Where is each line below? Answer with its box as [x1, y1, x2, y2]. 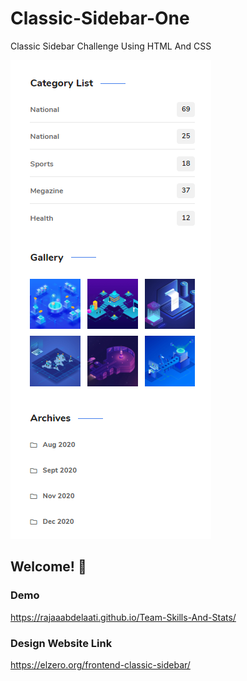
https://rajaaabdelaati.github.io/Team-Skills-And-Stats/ [10, 611, 237, 623]
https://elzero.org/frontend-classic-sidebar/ [10, 658, 191, 671]
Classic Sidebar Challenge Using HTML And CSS [10, 40, 212, 52]
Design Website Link [10, 636, 113, 650]
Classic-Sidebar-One [10, 7, 190, 30]
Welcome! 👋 [10, 558, 87, 576]
